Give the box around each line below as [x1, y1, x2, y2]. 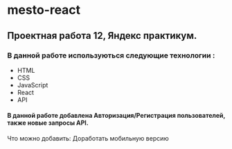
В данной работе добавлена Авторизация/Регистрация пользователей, [7, 112, 226, 120]
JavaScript [17, 80, 48, 89]
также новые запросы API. [7, 119, 89, 127]
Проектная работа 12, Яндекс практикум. [7, 30, 197, 42]
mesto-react [7, 2, 81, 18]
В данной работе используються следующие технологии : [7, 51, 215, 60]
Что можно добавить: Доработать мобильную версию [7, 134, 170, 143]
